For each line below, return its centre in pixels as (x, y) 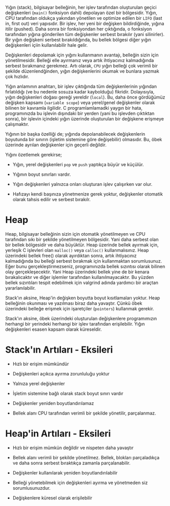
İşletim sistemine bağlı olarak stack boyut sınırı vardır (68, 393)
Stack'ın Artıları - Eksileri (59, 350)
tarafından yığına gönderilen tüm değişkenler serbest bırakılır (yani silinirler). (85, 34)
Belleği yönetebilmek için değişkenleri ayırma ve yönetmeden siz (80, 483)
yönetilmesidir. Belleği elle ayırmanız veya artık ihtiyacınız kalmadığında (80, 60)
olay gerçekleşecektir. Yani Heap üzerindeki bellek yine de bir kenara (77, 272)
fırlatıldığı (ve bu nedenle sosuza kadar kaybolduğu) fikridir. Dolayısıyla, (80, 92)
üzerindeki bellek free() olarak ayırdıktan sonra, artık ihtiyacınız (71, 256)
